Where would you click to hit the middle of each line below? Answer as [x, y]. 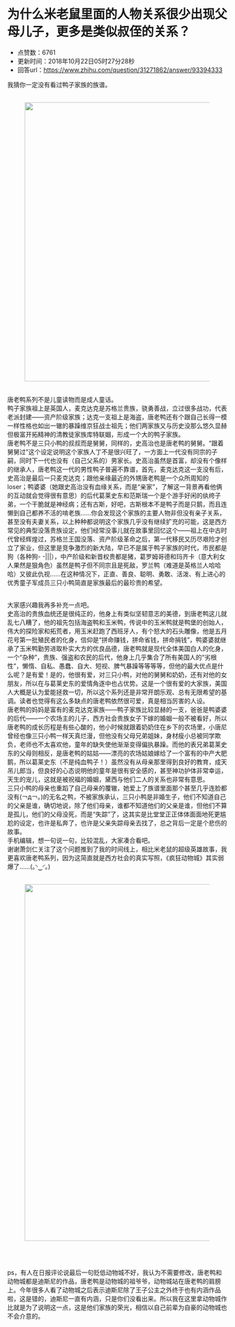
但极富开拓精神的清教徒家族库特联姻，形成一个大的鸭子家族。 [96, 434]
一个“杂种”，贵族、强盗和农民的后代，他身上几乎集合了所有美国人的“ [106, 657]
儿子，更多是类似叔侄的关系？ [105, 32]
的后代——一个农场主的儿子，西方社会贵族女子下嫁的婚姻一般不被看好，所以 [117, 718]
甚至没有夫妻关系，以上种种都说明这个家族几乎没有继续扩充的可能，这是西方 [117, 521]
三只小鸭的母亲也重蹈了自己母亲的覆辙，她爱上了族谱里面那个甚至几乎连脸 [114, 788]
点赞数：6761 [36, 52]
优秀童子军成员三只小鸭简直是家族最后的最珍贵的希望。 [86, 583]
